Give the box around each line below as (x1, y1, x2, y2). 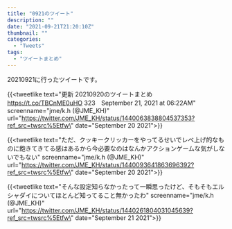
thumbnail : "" (7, 29, 48, 37)
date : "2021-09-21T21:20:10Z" (7, 23, 95, 30)
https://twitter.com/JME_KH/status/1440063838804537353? (21, 114, 195, 122)
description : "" (7, 17, 54, 24)
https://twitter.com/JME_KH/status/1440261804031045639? (21, 206, 194, 214)
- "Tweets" (13, 42, 45, 49)
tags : (7, 49, 23, 56)
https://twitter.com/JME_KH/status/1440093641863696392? (21, 160, 195, 169)
